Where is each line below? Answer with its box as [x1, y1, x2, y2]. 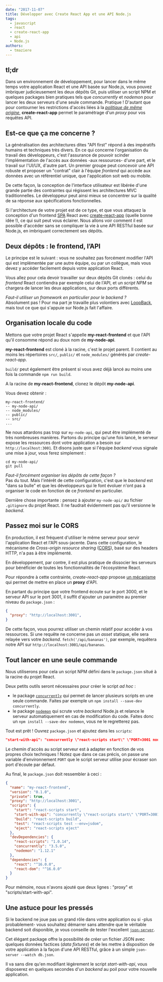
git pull [5, 464, 23, 468]
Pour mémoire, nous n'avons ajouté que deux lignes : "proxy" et [5, 884, 133, 890]
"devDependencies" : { [10, 835, 54, 839]
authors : [5, 43, 23, 48]
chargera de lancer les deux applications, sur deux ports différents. [5, 285, 140, 291]
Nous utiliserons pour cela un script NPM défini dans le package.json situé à [5, 669, 157, 674]
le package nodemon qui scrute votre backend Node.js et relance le [12, 708, 145, 714]
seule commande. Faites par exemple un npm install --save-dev [12, 698, 142, 703]
